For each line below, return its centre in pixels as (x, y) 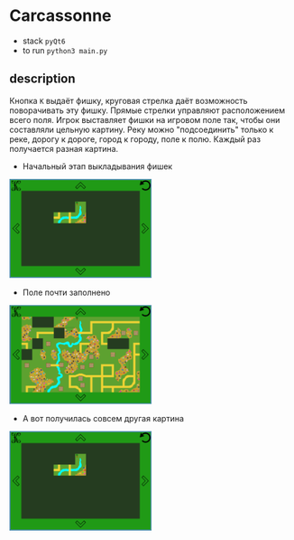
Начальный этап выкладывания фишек (97, 166)
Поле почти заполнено (66, 293)
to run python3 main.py (65, 50)
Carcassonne (60, 16)
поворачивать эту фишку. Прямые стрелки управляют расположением (147, 110)
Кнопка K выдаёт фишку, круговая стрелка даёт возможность (129, 100)
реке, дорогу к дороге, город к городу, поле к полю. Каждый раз (135, 139)
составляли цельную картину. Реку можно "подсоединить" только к (142, 129)
